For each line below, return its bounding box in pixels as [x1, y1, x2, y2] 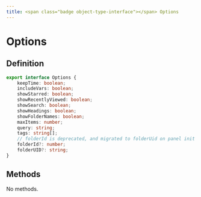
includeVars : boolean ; [17, 85, 74, 92]
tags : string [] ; [17, 130, 58, 136]
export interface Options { [6, 74, 77, 80]
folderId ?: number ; [17, 142, 66, 148]
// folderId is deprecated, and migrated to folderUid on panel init [17, 136, 196, 142]
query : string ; [17, 124, 55, 131]
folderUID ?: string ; [17, 147, 69, 153]
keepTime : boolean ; [17, 80, 66, 86]
